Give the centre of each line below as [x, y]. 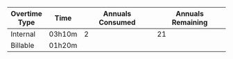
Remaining [190, 22]
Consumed [117, 22]
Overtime [27, 14]
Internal [23, 34]
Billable [23, 45]
